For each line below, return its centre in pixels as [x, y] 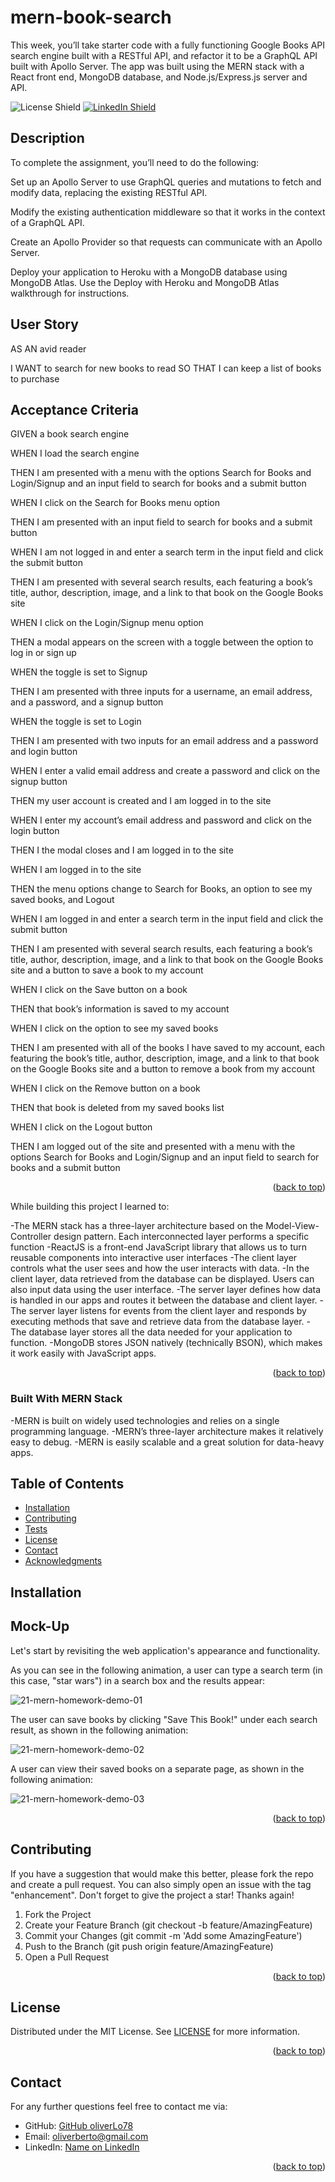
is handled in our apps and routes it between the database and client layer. [164, 1300]
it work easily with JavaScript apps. [83, 1353]
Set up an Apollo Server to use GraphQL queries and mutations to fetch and [166, 182]
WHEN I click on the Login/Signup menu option [107, 623]
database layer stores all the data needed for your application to [160, 1332]
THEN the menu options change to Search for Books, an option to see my [161, 889]
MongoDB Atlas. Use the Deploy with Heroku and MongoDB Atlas [145, 282]
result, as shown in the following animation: [99, 1730]
